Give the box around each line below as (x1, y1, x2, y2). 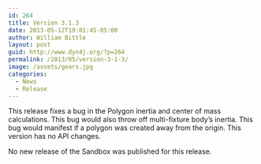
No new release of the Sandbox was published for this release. (8, 147, 212, 156)
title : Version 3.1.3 (8, 19, 80, 27)
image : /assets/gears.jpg (8, 63, 93, 71)
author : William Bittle (8, 33, 87, 42)
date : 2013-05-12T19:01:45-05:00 (8, 26, 118, 34)
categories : (8, 70, 47, 78)
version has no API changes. (8, 132, 101, 141)
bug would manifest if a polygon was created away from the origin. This (8, 123, 242, 132)
